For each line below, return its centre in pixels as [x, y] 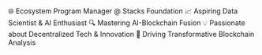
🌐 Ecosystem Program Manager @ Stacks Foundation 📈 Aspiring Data [123, 11]
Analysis [22, 42]
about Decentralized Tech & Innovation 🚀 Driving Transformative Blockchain [131, 34]
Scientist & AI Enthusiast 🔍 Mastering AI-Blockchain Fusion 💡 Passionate [127, 23]
